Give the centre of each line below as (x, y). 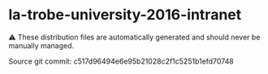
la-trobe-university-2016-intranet (125, 15)
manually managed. (41, 45)
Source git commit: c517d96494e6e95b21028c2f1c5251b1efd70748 (121, 61)
